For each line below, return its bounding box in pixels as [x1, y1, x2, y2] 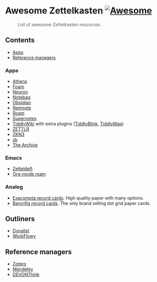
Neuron [12, 89, 28, 95]
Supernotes [12, 115, 36, 122]
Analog [5, 184, 23, 191]
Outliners [5, 215, 35, 223]
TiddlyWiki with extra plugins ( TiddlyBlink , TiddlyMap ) [12, 121, 124, 127]
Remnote [12, 105, 31, 111]
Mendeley [12, 266, 33, 272]
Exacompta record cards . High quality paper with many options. [12, 195, 144, 201]
